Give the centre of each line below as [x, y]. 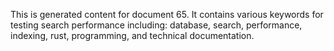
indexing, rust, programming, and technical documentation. [132, 35]
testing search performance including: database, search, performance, [156, 25]
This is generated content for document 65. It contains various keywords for [167, 14]
